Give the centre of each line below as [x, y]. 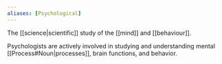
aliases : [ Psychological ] [44, 13]
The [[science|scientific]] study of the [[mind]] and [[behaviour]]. [99, 33]
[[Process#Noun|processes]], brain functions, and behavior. [92, 53]
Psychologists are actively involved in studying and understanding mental [111, 46]
